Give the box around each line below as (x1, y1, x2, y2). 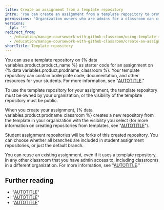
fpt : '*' (9, 25, 27, 30)
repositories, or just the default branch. (5, 142, 84, 148)
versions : (5, 21, 25, 26)
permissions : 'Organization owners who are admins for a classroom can (5, 16, 154, 21)
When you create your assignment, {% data (5, 107, 93, 113)
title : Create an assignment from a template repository (5, 7, 123, 12)
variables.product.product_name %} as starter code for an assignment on (5, 62, 153, 68)
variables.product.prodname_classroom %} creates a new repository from (5, 112, 154, 118)
